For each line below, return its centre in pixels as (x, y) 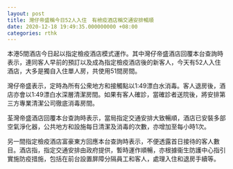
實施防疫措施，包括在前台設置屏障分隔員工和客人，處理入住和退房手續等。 (113, 159)
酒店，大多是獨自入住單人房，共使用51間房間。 (74, 71)
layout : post (26, 14)
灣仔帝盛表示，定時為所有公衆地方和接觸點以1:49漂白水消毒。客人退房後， (113, 86)
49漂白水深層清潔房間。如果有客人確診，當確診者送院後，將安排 (128, 95)
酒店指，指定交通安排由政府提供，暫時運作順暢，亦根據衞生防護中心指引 (122, 150)
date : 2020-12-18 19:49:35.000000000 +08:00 (72, 26)
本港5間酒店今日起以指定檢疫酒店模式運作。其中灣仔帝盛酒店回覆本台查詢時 (115, 54)
